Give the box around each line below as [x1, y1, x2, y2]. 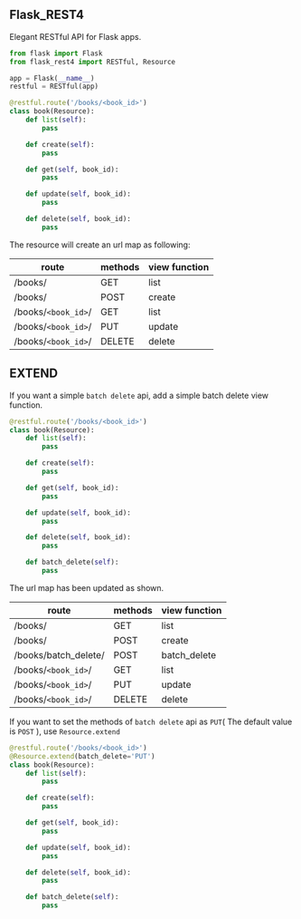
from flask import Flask [9, 49, 103, 58]
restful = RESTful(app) [9, 82, 99, 92]
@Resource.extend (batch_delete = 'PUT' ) [9, 751, 155, 760]
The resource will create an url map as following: [9, 239, 191, 250]
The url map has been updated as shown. [9, 582, 165, 593]
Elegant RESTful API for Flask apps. [9, 31, 142, 42]
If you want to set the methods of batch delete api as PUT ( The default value [9, 716, 293, 727]
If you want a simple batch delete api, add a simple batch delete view [9, 390, 269, 401]
